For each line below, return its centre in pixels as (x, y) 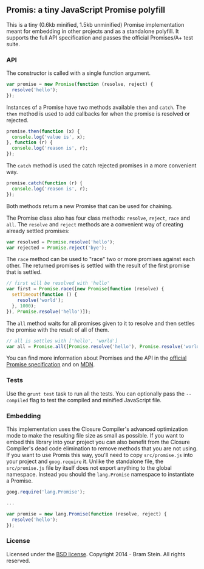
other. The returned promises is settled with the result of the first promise (98, 266)
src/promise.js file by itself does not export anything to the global (89, 468)
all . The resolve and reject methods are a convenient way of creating (95, 224)
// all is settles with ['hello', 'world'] (62, 341)
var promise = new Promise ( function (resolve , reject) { (80, 85)
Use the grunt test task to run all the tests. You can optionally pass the (96, 393)
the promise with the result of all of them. (58, 330)
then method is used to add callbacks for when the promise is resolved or (98, 113)
